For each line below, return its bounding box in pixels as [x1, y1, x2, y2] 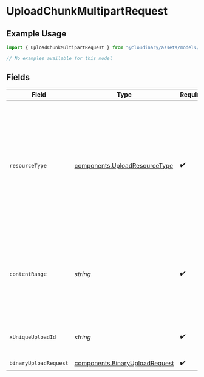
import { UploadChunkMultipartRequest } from [6, 44, 123, 50]
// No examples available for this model [6, 55, 113, 61]
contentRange [9, 270, 47, 277]
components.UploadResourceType [74, 161, 174, 169]
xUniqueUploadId [9, 333, 56, 341]
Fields [6, 72, 30, 83]
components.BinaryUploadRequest [74, 359, 174, 368]
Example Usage [6, 29, 67, 39]
